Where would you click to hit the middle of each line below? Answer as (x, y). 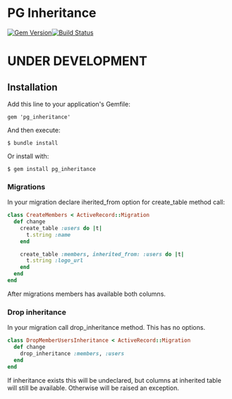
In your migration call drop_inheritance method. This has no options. (106, 328)
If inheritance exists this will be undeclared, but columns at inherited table (115, 380)
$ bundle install (33, 143)
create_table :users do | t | (61, 228)
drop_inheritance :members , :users (72, 354)
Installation (32, 87)
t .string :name (48, 234)
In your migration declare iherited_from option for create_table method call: (116, 202)
